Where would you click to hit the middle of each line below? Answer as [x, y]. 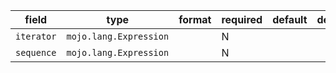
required [242, 19]
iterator [36, 36]
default [290, 19]
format [195, 19]
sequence [36, 52]
